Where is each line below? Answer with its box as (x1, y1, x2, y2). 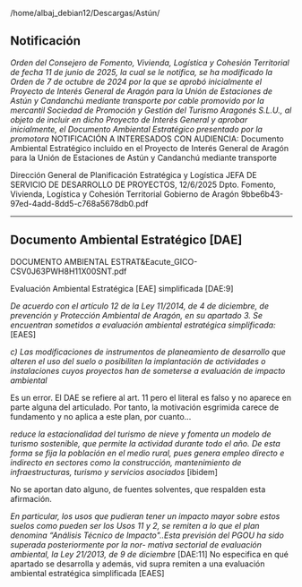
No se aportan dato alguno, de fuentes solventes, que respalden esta (10, 483, 266, 495)
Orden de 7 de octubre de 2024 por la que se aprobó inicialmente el (10, 76, 263, 87)
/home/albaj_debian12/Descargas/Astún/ (10, 8, 160, 18)
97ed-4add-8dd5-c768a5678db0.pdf (10, 198, 149, 208)
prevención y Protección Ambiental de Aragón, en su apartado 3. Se (10, 310, 263, 320)
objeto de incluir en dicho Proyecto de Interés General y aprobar (10, 114, 248, 124)
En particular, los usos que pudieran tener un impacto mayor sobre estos (10, 510, 280, 522)
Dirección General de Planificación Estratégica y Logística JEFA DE (10, 169, 258, 180)
